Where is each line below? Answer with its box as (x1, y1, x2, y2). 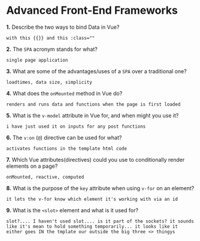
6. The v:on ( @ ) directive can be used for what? (6, 134, 122, 141)
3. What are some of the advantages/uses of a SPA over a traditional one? (6, 67, 187, 75)
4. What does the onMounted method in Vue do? (6, 89, 123, 97)
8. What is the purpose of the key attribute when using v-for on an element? (6, 184, 195, 192)
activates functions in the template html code (6, 145, 128, 152)
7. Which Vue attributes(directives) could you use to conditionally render (6, 156, 185, 163)
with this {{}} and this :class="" (6, 35, 95, 41)
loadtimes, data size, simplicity (6, 79, 93, 85)
